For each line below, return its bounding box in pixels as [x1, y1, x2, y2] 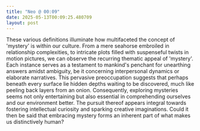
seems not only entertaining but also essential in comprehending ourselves [6, 93, 191, 100]
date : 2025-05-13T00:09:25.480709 [6, 14, 93, 20]
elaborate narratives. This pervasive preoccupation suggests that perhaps [6, 74, 189, 81]
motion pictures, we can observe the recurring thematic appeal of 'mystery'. [6, 55, 193, 63]
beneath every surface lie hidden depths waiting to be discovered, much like [6, 80, 195, 88]
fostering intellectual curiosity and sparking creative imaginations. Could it [6, 105, 189, 113]
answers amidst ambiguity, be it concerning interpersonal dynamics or [6, 68, 180, 75]
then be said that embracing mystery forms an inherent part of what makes [6, 112, 191, 119]
